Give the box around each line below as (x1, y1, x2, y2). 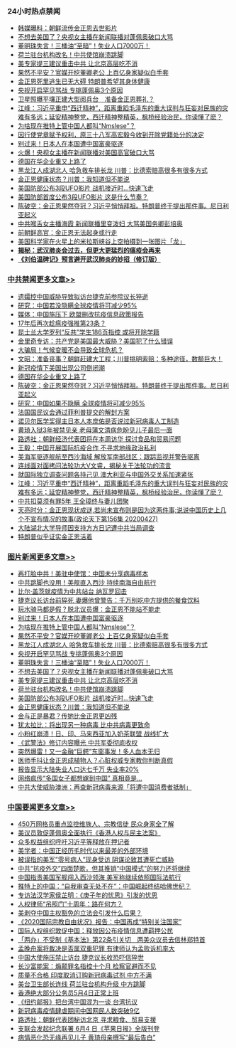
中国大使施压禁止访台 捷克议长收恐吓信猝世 (17, 953, 144, 962)
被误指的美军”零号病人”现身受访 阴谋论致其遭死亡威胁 (17, 855, 175, 864)
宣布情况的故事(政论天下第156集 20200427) (30, 514, 158, 523)
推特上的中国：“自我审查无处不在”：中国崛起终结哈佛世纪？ (17, 882, 191, 891)
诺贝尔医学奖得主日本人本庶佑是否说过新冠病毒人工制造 (17, 416, 179, 425)
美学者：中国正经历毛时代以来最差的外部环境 (17, 847, 149, 855)
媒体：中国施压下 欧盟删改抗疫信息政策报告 (17, 309, 144, 318)
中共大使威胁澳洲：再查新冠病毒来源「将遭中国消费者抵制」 (17, 783, 192, 791)
